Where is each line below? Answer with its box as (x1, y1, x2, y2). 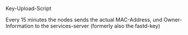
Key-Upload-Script (5, 5, 51, 12)
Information (5, 23, 34, 29)
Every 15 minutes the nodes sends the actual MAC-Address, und (5, 16, 163, 23)
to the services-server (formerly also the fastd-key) (34, 23, 161, 29)
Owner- (163, 16, 183, 23)
